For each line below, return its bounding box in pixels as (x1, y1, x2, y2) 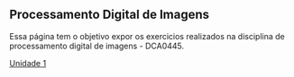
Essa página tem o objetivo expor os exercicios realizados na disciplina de (9, 30, 286, 41)
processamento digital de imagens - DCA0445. (9, 40, 185, 51)
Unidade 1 (9, 57, 47, 68)
